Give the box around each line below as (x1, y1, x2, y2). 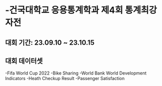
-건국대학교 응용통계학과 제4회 (5, 4, 123, 16)
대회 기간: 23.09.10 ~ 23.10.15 (5, 38, 95, 47)
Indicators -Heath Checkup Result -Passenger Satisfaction (5, 76, 125, 82)
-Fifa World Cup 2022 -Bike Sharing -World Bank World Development (5, 70, 147, 76)
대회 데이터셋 (5, 57, 43, 65)
